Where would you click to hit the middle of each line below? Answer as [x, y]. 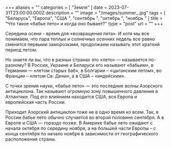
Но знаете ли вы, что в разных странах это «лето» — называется [76, 60]
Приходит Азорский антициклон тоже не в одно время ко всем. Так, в [82, 112]
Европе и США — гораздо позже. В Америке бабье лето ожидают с [79, 123]
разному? [16, 65]
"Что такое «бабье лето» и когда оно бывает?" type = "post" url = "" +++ [84, 23]
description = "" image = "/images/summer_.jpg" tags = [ [106, 13]
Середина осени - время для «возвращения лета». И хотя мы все [77, 33]
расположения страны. [31, 139]
